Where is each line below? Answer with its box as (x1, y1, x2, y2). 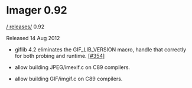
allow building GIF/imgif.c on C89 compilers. (14, 75, 123, 82)
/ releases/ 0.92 (6, 23, 45, 30)
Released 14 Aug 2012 (6, 34, 60, 41)
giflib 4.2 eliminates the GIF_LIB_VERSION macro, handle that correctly (14, 45, 187, 53)
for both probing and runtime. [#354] (14, 52, 105, 59)
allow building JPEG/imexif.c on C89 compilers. (14, 63, 131, 71)
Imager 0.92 (6, 4, 67, 17)
